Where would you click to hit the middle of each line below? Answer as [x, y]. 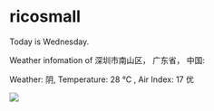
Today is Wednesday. [49, 42]
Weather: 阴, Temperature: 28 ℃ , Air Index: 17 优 [102, 79]
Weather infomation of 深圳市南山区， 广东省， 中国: [107, 60]
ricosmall [45, 17]
